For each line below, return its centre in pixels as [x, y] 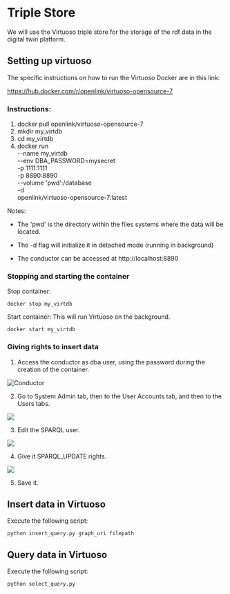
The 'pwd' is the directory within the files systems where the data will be [120, 224]
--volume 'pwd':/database [54, 183]
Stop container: [29, 291]
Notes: [17, 211]
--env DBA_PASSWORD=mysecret [66, 161]
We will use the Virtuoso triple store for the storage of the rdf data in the [109, 32]
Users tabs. [33, 403]
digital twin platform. [36, 39]
